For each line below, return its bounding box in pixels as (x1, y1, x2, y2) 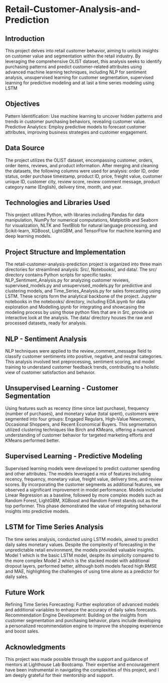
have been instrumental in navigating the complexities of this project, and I (5, 667, 159, 673)
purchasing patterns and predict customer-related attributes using (5, 64, 142, 70)
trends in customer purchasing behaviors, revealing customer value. (5, 118, 146, 124)
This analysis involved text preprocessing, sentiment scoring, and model (5, 359, 155, 365)
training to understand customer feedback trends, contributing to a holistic (5, 364, 159, 370)
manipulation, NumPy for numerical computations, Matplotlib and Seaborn (5, 217, 158, 223)
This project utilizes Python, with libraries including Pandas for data (5, 212, 144, 218)
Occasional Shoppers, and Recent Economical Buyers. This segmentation (5, 421, 157, 427)
